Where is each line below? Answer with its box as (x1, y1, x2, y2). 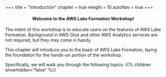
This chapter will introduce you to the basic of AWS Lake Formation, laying (5, 47, 157, 53)
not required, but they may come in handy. (5, 37, 92, 43)
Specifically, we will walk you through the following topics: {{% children (5, 62, 151, 68)
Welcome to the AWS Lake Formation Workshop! (32, 15, 135, 21)
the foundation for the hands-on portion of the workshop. (5, 52, 122, 58)
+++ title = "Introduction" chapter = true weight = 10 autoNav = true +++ (5, 4, 154, 10)
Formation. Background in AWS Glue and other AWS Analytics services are (5, 32, 158, 38)
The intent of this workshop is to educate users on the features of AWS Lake (5, 27, 161, 33)
